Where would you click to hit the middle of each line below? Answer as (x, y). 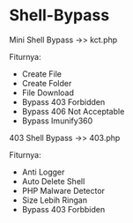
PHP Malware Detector (63, 190)
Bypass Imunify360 (57, 121)
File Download (48, 93)
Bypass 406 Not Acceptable (73, 111)
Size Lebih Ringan (55, 200)
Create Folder (47, 83)
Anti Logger (43, 172)
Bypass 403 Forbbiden (63, 209)
